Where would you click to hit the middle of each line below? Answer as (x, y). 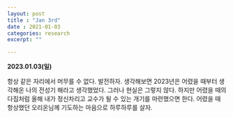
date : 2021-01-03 (34, 27)
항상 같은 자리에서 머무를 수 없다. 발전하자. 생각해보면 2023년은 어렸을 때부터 (112, 82)
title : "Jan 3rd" (34, 20)
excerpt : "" (24, 40)
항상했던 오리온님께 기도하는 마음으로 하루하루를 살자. (80, 108)
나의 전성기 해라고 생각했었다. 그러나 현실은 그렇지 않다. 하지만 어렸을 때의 (126, 90)
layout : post (26, 14)
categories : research (39, 33)
